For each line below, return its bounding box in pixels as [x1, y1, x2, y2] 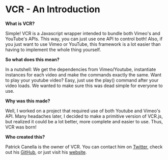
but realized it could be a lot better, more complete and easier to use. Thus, [5, 118, 163, 124]
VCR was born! [5, 124, 37, 130]
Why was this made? [5, 98, 50, 104]
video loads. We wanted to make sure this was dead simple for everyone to [5, 83, 163, 89]
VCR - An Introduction [5, 4, 100, 15]
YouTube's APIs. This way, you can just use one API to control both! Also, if [5, 36, 163, 42]
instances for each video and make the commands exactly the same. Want [5, 71, 162, 77]
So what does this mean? [5, 56, 60, 62]
